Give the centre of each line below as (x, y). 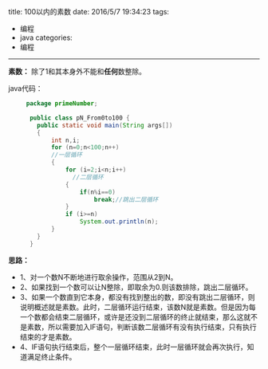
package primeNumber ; (62, 104)
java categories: (46, 37)
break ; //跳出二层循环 (126, 199)
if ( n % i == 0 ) (97, 192)
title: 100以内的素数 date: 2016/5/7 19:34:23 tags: (89, 12)
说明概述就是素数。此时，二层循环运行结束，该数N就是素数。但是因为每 (138, 307)
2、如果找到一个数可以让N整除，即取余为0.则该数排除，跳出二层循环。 (136, 287)
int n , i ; (65, 140)
